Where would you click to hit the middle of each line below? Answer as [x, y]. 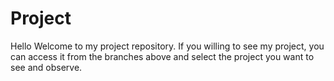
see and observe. [46, 67]
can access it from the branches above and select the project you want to [162, 56]
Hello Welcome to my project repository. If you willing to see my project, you [167, 46]
